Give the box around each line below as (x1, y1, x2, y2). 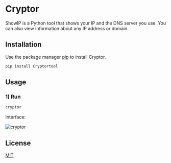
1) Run (5, 93, 21, 100)
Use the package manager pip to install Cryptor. (5, 54, 106, 60)
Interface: (5, 114, 26, 120)
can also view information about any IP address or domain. (5, 25, 129, 31)
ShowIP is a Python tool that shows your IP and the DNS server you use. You (5, 20, 166, 26)
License (5, 138, 31, 147)
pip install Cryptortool (5, 63, 58, 69)
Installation (5, 40, 42, 49)
